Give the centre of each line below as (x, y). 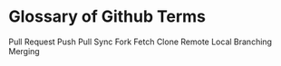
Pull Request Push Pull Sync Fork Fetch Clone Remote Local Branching (140, 42)
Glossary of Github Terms (107, 17)
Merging (24, 51)
